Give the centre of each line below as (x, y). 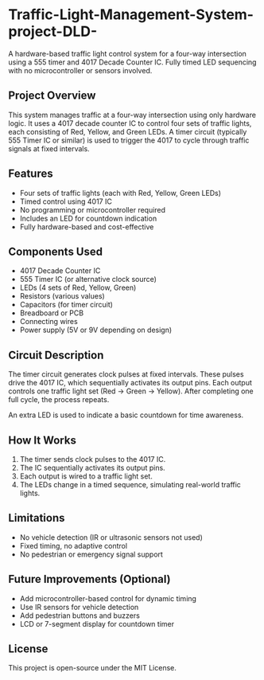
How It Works (43, 440)
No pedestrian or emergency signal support (91, 554)
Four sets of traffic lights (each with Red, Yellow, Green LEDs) (120, 193)
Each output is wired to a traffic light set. (86, 476)
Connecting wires (49, 322)
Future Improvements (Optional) (89, 579)
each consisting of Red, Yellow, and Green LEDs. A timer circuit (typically (128, 131)
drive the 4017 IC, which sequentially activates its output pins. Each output (130, 383)
